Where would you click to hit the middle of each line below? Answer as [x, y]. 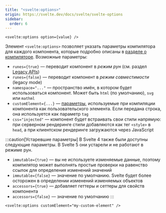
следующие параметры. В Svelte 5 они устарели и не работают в [74, 145]
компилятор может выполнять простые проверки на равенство [80, 165]
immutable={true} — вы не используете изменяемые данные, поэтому [86, 160]
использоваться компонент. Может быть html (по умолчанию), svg [83, 93]
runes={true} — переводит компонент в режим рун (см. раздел [80, 67]
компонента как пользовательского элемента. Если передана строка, [87, 109]
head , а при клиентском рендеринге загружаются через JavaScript [83, 130]
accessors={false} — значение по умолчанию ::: [63, 197]
